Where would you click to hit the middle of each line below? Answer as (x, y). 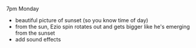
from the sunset (35, 33)
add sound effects (38, 39)
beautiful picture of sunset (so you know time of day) (82, 20)
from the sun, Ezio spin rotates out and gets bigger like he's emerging (103, 27)
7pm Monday (23, 9)
